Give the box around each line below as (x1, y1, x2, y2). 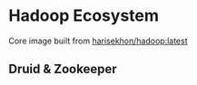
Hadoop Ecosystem (8, 5, 160, 26)
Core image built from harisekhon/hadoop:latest (8, 35, 188, 46)
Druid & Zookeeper (8, 61, 117, 77)
